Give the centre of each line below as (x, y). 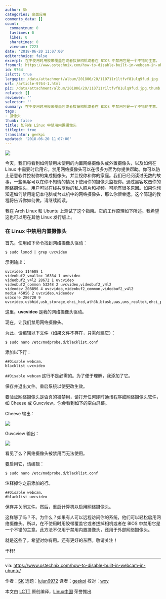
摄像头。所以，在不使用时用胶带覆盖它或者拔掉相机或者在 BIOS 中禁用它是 (85, 524)
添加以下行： (18, 352)
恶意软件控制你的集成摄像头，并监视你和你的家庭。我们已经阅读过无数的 (83, 176)
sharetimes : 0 (24, 42)
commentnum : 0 (24, 28)
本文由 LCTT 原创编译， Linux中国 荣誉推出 (48, 592)
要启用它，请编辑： (25, 464)
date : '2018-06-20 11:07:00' (35, 51)
